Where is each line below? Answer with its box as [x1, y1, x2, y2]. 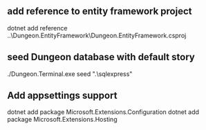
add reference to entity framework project [7, 6, 192, 17]
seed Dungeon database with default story [7, 51, 195, 63]
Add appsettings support [7, 90, 118, 102]
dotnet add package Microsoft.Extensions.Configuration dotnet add [7, 108, 199, 116]
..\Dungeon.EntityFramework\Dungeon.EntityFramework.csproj [7, 31, 187, 39]
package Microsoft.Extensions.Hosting [7, 115, 118, 124]
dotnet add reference [7, 24, 68, 32]
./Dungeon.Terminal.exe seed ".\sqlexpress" [7, 69, 133, 78]
